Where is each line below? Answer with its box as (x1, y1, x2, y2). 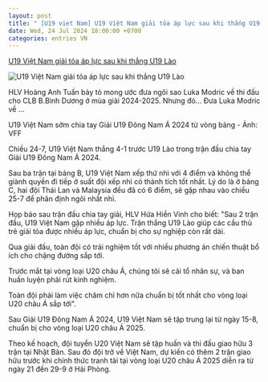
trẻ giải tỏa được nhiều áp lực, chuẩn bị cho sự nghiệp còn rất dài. (8, 227, 225, 236)
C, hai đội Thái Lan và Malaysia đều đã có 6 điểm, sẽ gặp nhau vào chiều (8, 186, 250, 195)
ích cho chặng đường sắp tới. (8, 251, 105, 261)
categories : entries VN (8, 34, 88, 43)
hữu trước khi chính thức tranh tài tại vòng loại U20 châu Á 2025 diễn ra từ (8, 355, 254, 366)
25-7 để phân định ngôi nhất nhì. (8, 194, 116, 203)
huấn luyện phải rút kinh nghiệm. (8, 275, 116, 285)
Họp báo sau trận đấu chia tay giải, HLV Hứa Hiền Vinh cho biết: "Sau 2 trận (8, 210, 258, 220)
